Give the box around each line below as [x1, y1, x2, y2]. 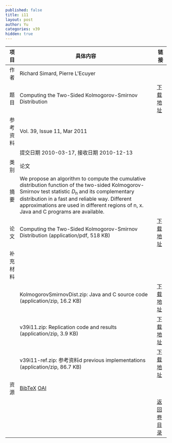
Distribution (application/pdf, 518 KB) [19, 232, 111, 239]
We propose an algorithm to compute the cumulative [19, 175, 146, 182]
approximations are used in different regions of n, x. [19, 202, 144, 209]
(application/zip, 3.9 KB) [19, 330, 78, 337]
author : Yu [5, 22, 29, 27]
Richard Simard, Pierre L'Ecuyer [19, 70, 96, 77]
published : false [5, 7, 42, 13]
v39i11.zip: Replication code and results [19, 324, 117, 331]
